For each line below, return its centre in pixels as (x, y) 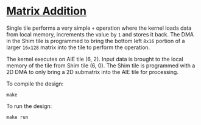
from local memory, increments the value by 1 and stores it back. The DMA (100, 34)
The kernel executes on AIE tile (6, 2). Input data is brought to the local (95, 59)
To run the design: (29, 106)
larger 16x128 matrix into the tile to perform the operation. (78, 47)
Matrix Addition (47, 11)
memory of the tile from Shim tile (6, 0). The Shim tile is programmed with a (101, 66)
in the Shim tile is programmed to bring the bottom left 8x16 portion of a (96, 41)
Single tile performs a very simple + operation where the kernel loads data (99, 28)
